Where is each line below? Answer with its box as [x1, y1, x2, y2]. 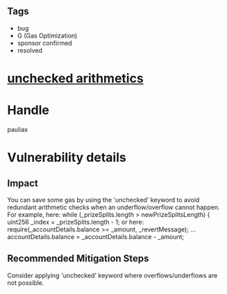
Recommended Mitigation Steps [7, 253, 149, 265]
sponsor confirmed [17, 38, 73, 47]
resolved [17, 46, 43, 54]
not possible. [7, 278, 44, 287]
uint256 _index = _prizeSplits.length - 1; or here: [7, 218, 144, 226]
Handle [7, 102, 50, 118]
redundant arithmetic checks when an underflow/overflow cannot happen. [7, 203, 220, 211]
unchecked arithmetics [7, 71, 144, 86]
